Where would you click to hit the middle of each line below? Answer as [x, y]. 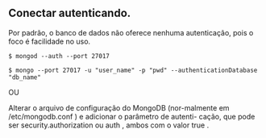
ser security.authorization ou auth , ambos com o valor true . [109, 125]
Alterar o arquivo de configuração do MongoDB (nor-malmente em [119, 107]
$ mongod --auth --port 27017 [59, 56]
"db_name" [25, 77]
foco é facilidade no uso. [50, 41]
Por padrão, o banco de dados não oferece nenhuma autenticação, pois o [131, 32]
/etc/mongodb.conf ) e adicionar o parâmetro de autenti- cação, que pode [132, 116]
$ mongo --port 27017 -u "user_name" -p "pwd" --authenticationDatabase [133, 70]
